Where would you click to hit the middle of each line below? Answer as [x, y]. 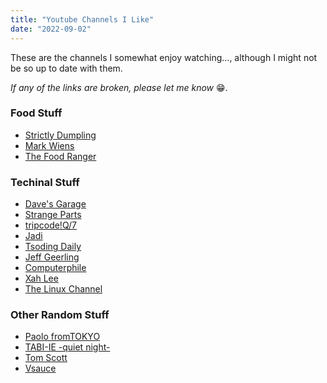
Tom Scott [46, 358]
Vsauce [40, 368]
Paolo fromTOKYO [62, 337]
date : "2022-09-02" [51, 29]
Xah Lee [41, 278]
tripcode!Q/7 [51, 225]
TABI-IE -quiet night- [67, 347]
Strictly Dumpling [60, 135]
